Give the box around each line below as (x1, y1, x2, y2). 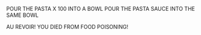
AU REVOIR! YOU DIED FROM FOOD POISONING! (6, 24, 129, 30)
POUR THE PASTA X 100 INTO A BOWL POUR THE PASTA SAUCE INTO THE (6, 5, 195, 12)
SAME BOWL (6, 11, 39, 19)
